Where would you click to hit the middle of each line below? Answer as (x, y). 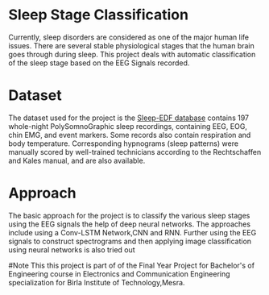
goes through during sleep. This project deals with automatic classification (132, 54)
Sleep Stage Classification (99, 15)
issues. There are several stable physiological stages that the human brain (132, 45)
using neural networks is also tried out (72, 249)
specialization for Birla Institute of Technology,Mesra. (97, 282)
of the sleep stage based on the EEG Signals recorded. (99, 63)
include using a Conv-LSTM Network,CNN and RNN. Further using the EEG (132, 232)
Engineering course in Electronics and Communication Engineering (120, 274)
